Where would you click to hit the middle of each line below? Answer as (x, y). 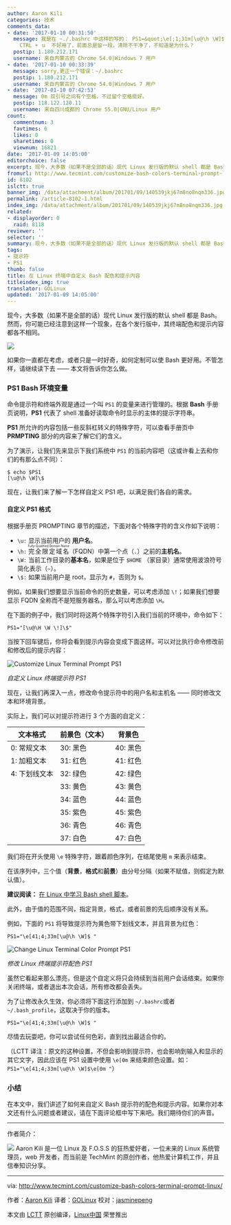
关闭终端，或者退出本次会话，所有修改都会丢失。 (76, 986)
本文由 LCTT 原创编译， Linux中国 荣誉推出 (67, 1214)
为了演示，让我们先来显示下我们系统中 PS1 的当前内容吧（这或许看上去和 (110, 451)
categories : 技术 (31, 20)
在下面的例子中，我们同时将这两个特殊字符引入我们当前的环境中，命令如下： (115, 615)
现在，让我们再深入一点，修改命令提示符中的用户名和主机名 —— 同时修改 (111, 693)
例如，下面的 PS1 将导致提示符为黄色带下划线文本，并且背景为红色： (104, 923)
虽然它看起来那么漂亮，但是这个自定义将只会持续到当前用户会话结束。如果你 (115, 978)
